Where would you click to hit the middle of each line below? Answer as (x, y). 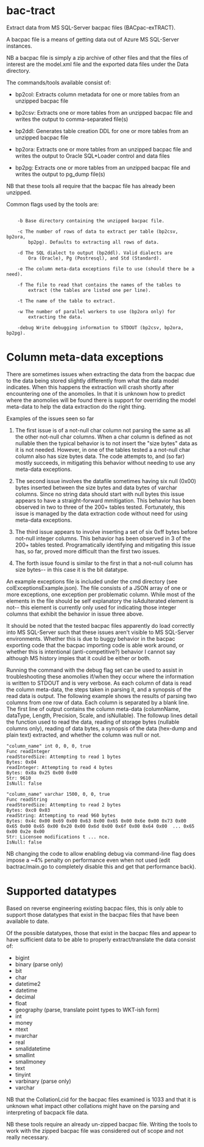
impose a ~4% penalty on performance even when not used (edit (88, 860)
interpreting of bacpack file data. (47, 1112)
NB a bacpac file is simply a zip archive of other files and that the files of (97, 57)
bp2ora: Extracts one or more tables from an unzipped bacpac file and (104, 149)
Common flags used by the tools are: (53, 204)
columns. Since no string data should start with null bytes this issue (100, 494)
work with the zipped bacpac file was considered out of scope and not (95, 1131)
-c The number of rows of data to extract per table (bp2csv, (98, 231)
